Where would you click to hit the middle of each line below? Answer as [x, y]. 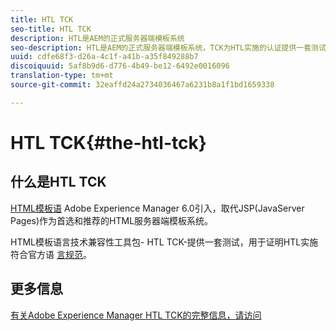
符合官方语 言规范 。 [51, 254]
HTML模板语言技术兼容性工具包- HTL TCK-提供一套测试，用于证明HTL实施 [164, 242]
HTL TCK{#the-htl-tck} [108, 142]
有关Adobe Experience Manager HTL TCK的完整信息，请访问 [136, 315]
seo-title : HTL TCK [51, 29]
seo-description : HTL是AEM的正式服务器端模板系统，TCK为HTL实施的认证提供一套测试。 [172, 47]
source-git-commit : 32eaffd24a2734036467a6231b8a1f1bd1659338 [142, 85]
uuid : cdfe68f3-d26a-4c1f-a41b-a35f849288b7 [104, 57]
